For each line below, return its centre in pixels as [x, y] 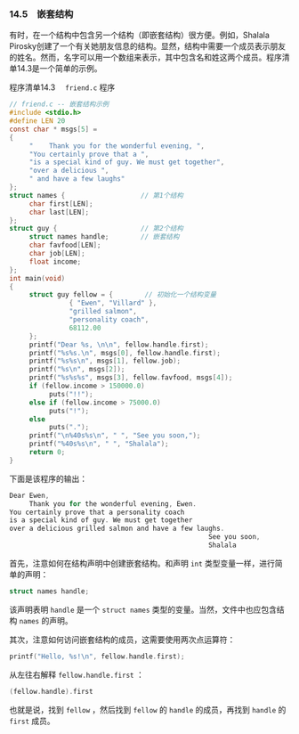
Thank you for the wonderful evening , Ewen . [113, 504]
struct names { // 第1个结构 [97, 195]
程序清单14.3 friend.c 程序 [62, 87]
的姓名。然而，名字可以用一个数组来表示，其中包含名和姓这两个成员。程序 [145, 57]
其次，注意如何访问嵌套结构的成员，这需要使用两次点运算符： [122, 640]
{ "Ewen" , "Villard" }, [113, 303]
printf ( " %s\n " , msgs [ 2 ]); [77, 370]
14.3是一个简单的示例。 [59, 69]
